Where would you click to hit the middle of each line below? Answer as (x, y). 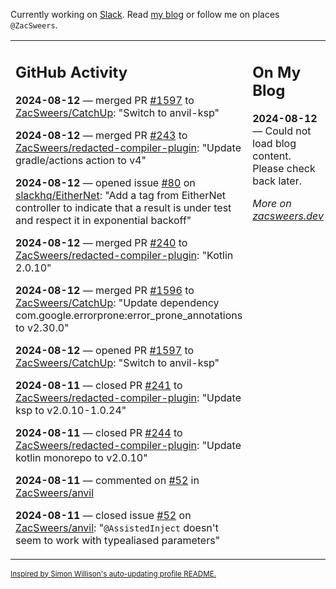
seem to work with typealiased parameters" (118, 540)
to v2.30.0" (42, 327)
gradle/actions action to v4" (81, 160)
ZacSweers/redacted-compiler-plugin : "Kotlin (124, 255)
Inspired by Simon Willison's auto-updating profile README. (113, 574)
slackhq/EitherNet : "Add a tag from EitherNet (121, 195)
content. (272, 156)
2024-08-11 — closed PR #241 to (99, 385)
